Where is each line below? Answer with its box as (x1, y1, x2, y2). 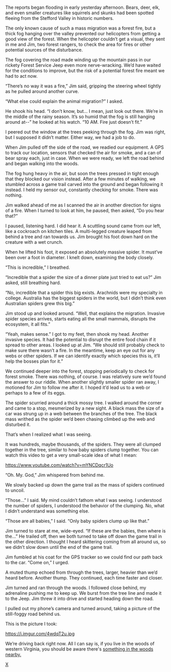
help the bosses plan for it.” (5, 358, 63, 364)
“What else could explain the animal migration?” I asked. (5, 98, 124, 104)
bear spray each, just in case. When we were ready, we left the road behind (5, 155, 164, 161)
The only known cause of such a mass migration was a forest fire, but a (5, 25, 156, 31)
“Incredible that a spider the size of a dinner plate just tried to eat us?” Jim (5, 274, 162, 280)
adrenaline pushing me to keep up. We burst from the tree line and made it (5, 590, 162, 596)
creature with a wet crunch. (5, 239, 63, 245)
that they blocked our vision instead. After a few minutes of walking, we (5, 176, 156, 182)
